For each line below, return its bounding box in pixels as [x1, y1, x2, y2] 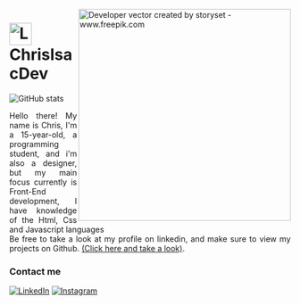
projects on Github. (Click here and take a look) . [9, 243, 186, 253]
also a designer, [9, 157, 78, 169]
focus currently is [9, 177, 78, 187]
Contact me [9, 265, 62, 277]
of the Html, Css [9, 214, 78, 225]
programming [9, 138, 60, 149]
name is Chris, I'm [9, 120, 78, 130]
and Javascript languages [9, 224, 104, 235]
